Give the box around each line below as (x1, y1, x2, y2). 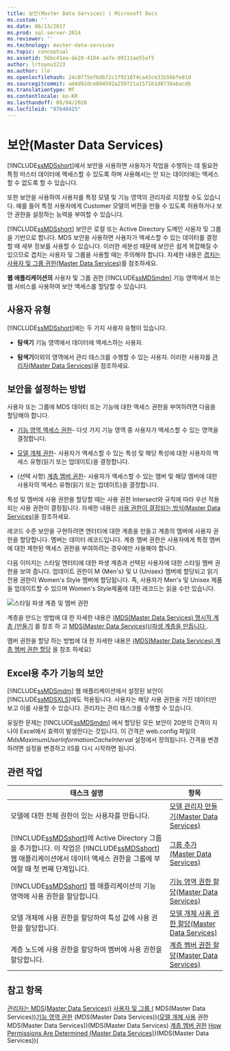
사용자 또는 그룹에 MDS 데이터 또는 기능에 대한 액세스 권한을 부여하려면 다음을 (7, 402, 216, 411)
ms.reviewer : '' (7, 36, 53, 43)
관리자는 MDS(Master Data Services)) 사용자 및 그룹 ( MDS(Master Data (7, 1004, 206, 1012)
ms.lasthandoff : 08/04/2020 (7, 99, 88, 106)
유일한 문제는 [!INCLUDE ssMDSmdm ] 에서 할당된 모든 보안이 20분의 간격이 (7, 718, 211, 727)
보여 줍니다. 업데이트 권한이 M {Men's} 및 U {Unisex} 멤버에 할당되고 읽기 (19, 567, 218, 576)
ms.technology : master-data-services (7, 42, 115, 49)
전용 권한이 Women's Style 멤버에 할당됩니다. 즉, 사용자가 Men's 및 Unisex (7, 576, 210, 584)
